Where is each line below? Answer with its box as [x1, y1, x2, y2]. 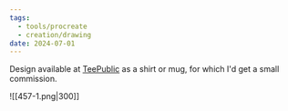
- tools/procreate [17, 22, 88, 31]
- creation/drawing [17, 30, 92, 39]
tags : [9, 13, 30, 23]
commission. [9, 74, 57, 85]
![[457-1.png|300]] [9, 91, 80, 102]
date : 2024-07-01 [9, 38, 76, 48]
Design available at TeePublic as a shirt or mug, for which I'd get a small [9, 64, 280, 75]
